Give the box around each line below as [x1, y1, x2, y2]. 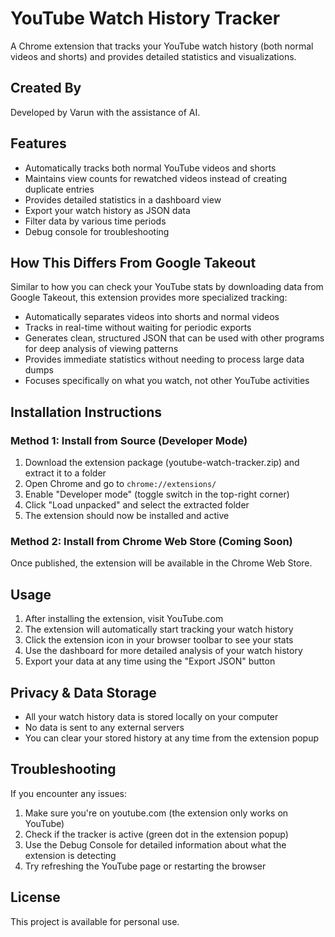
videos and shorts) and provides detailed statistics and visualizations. [10, 50, 297, 62]
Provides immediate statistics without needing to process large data [24, 353, 305, 366]
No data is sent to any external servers [24, 721, 185, 733]
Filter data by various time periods [24, 215, 167, 227]
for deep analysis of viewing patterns [24, 343, 179, 355]
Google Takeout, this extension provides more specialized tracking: [10, 292, 288, 304]
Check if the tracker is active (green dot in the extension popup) [24, 828, 289, 840]
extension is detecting [24, 849, 117, 861]
